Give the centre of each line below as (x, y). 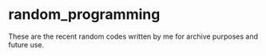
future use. (26, 44)
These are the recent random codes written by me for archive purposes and (133, 36)
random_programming (84, 15)
